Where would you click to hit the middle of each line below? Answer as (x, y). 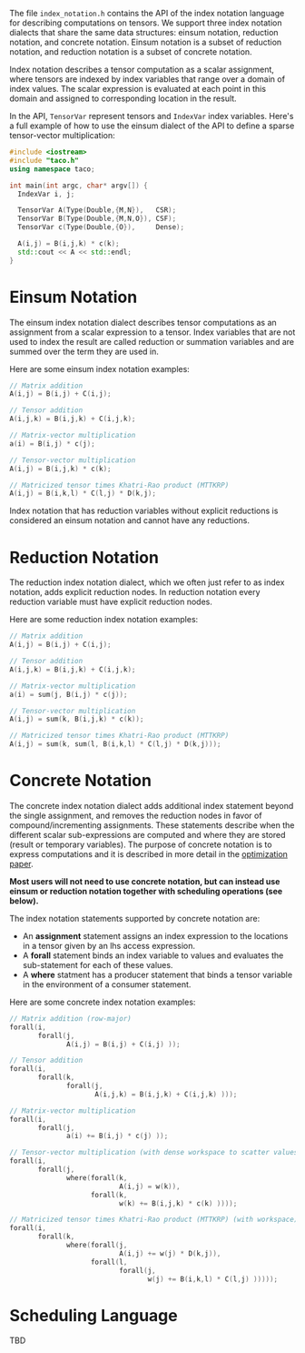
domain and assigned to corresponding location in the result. (123, 98)
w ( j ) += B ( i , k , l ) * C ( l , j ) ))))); (213, 1279)
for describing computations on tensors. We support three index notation (146, 23)
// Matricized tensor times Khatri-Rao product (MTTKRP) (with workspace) (154, 1220)
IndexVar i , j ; (46, 194)
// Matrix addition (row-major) (70, 1018)
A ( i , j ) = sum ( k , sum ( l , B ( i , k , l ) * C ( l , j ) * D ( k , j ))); (115, 744)
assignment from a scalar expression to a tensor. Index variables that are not (152, 332)
